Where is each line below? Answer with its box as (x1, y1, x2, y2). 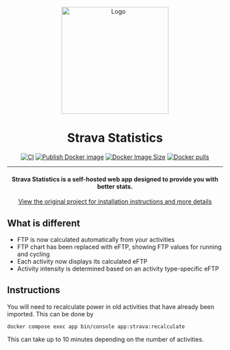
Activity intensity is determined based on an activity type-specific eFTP (16, 264, 219, 273)
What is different (7, 217, 81, 229)
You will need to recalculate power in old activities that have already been (7, 302, 214, 311)
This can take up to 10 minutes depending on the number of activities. (7, 335, 204, 343)
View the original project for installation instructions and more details (18, 197, 212, 205)
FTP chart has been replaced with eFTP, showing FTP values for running (16, 242, 222, 251)
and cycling (16, 250, 50, 258)
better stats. (97, 182, 133, 190)
